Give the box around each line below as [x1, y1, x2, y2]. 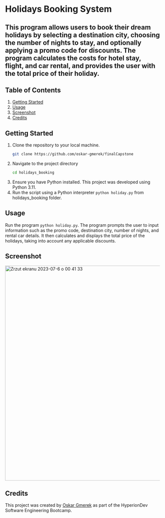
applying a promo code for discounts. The [5, 46, 136, 55]
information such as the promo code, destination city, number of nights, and [5, 227, 159, 233]
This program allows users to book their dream [5, 23, 151, 32]
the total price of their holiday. [5, 69, 100, 77]
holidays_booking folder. [12, 195, 62, 201]
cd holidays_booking [12, 170, 55, 175]
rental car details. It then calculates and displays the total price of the [5, 233, 145, 239]
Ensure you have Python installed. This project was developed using [12, 179, 151, 185]
